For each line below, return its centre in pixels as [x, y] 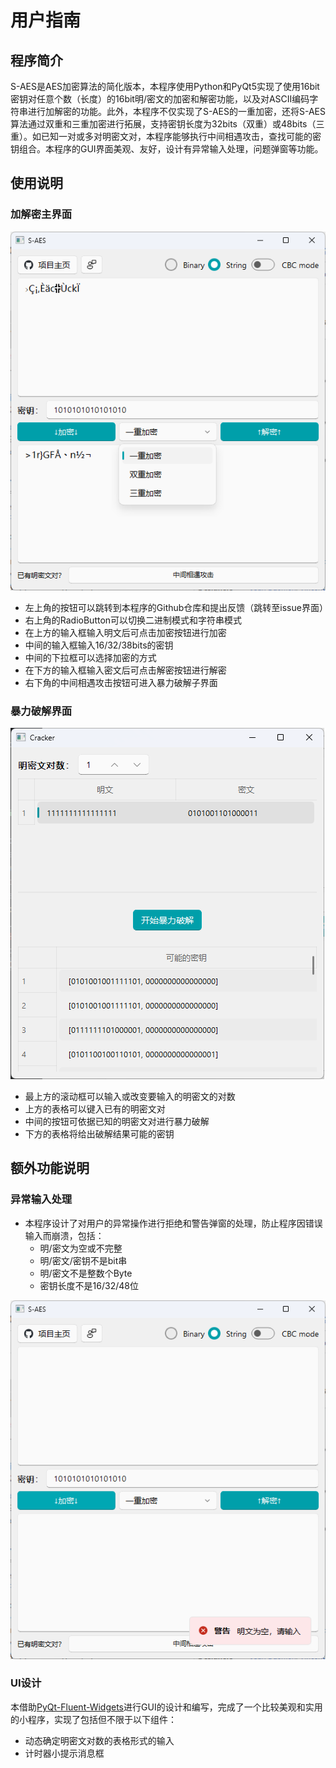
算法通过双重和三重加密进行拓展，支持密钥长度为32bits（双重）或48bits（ [163, 124]
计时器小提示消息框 [64, 1753]
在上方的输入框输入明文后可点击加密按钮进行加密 [125, 632]
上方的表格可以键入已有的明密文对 [95, 1108]
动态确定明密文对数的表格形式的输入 [99, 1740]
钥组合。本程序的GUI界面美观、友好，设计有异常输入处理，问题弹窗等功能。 [167, 149]
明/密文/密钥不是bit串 [83, 1260]
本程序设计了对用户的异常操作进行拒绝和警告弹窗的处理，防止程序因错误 [173, 1223]
